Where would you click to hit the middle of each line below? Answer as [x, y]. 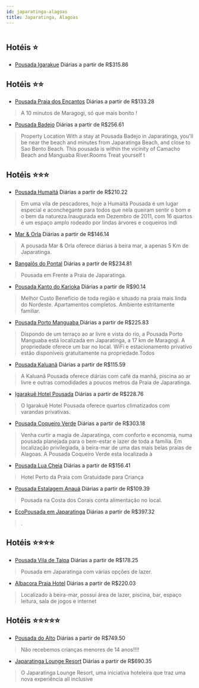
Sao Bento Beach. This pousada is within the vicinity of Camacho [100, 149]
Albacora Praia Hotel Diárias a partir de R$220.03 [75, 583]
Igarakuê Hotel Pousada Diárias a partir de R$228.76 [79, 393]
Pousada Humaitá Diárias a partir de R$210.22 [71, 192]
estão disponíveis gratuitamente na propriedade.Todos [88, 353]
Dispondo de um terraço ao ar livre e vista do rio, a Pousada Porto [102, 334]
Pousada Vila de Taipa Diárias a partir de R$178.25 [76, 560]
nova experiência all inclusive [57, 679]
